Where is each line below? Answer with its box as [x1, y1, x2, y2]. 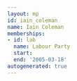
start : [13, 50, 33, 57]
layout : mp [7, 10, 39, 18]
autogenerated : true [7, 63, 68, 70]
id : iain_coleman [7, 17, 58, 24]
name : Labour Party [13, 43, 71, 50]
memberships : [7, 30, 45, 37]
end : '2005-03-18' [13, 56, 68, 63]
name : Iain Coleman [7, 23, 64, 30]
